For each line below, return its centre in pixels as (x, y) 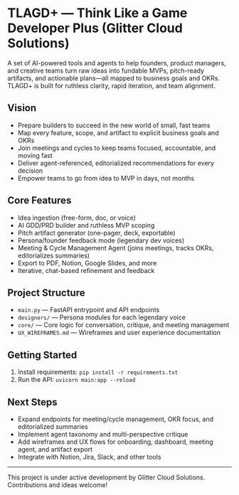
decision (30, 170)
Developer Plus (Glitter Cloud (95, 28)
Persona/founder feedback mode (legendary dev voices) (101, 240)
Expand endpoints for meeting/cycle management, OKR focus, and (116, 419)
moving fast (35, 155)
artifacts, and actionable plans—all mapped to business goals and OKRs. (114, 78)
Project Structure (46, 293)
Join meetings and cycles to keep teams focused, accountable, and (117, 148)
